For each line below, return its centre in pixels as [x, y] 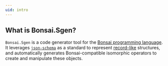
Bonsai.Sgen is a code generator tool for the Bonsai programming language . [84, 42]
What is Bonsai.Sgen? [41, 30]
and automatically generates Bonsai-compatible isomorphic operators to [81, 53]
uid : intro [17, 10]
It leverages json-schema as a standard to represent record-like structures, [83, 48]
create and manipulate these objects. [44, 58]
